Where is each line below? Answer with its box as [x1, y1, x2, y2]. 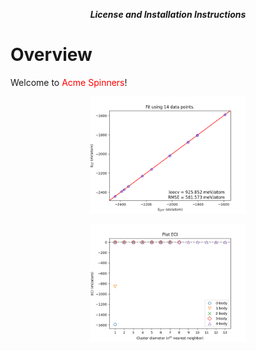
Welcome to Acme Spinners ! [10, 76, 128, 88]
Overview [10, 44, 93, 66]
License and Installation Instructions [89, 9, 247, 20]
